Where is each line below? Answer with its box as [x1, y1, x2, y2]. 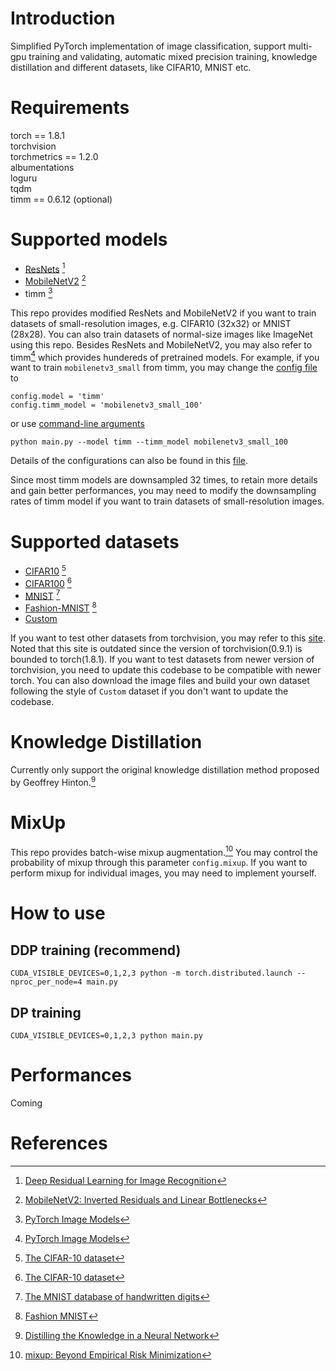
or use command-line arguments [10, 418, 145, 430]
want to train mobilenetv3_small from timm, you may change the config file [10, 362, 318, 374]
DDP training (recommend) [10, 942, 182, 959]
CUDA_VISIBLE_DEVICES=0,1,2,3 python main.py [10, 1031, 203, 1041]
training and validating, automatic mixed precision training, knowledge [28, 50, 318, 62]
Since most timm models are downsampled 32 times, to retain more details [10, 474, 318, 486]
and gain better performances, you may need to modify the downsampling [10, 485, 317, 497]
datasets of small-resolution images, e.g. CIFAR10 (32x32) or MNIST [10, 317, 292, 329]
